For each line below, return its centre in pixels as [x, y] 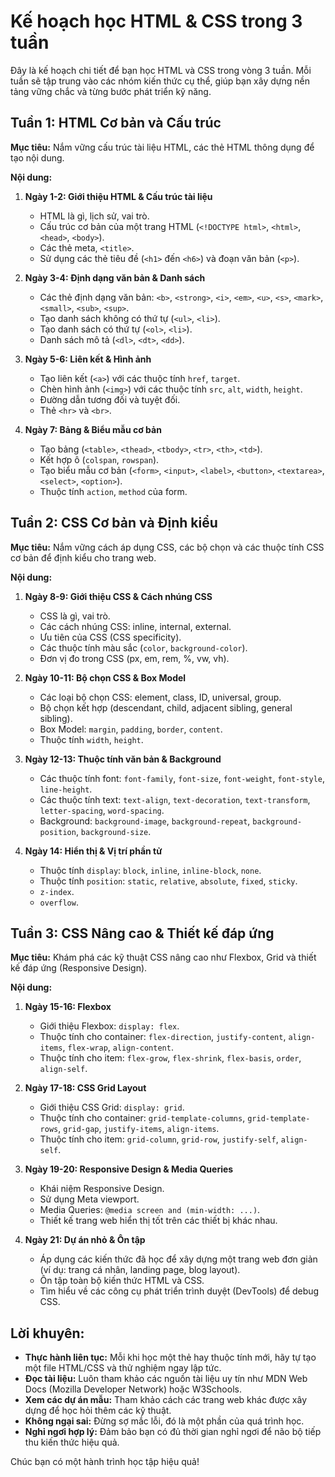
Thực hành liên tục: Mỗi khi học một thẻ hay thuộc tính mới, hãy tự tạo [170, 1357]
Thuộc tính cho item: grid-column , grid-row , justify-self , [159, 1139]
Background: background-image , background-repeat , [145, 821]
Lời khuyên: [47, 1333]
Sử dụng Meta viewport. [89, 1199]
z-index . [57, 891]
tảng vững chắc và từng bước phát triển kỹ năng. [111, 91]
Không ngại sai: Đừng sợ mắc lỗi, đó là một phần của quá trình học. [164, 1421]
